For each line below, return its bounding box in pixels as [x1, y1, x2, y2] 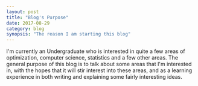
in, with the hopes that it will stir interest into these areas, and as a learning [6, 67, 193, 74]
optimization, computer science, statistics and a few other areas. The [6, 54, 179, 61]
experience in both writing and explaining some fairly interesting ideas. [6, 73, 183, 81]
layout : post [6, 8, 39, 15]
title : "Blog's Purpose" [6, 14, 69, 20]
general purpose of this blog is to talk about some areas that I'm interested [6, 61, 192, 68]
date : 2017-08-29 [6, 20, 50, 26]
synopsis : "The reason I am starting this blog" [6, 31, 131, 37]
